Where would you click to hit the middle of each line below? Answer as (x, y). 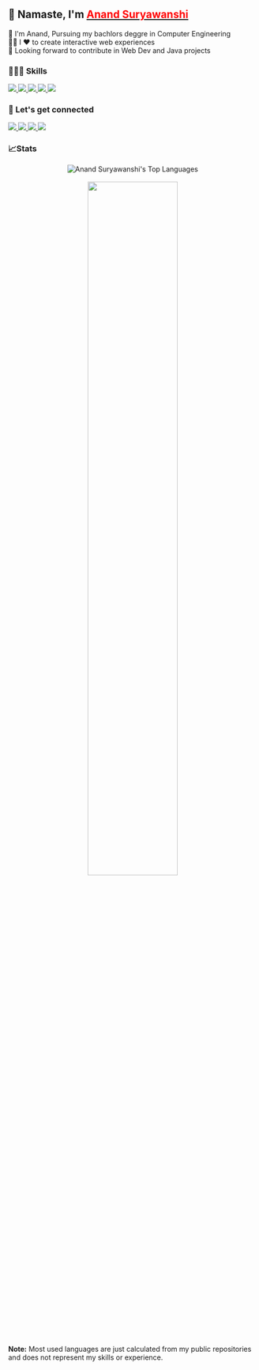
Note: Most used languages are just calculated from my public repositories (130, 1349)
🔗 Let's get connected (51, 110)
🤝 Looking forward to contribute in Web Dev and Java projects (109, 50)
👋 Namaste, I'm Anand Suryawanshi (98, 15)
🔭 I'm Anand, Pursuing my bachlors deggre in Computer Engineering (120, 33)
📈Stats (23, 149)
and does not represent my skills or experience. (86, 1357)
